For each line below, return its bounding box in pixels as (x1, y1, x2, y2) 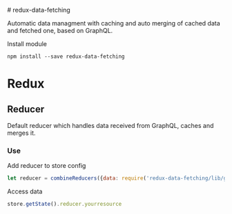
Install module (7, 40, 47, 47)
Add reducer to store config (7, 162, 86, 170)
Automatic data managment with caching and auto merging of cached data (7, 19, 221, 27)
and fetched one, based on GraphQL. (7, 27, 113, 34)
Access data (7, 187, 43, 195)
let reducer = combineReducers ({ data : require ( (7, 175, 147, 182)
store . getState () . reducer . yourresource (7, 201, 122, 208)
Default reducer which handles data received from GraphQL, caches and (7, 122, 214, 129)
